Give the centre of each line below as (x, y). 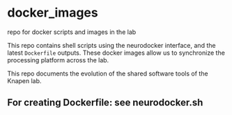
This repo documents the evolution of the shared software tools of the (108, 73)
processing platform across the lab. (58, 60)
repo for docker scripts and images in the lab (72, 32)
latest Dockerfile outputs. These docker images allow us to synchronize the (116, 53)
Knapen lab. (24, 80)
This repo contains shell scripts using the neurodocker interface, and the (111, 45)
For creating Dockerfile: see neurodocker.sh (105, 103)
